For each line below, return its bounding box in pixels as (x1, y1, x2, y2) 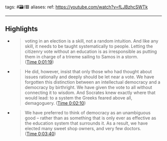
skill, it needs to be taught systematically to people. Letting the (24, 43, 153, 49)
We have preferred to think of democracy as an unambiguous (24, 109, 151, 115)
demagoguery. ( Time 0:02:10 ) (24, 100, 86, 106)
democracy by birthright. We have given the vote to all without (24, 84, 153, 90)
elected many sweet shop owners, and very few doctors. (24, 125, 142, 131)
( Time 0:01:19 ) (24, 59, 54, 65)
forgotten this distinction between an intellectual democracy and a (24, 79, 161, 85)
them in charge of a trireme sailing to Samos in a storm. (24, 53, 138, 59)
